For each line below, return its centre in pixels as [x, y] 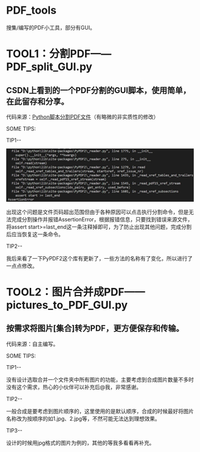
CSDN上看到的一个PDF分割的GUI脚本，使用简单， [99, 90]
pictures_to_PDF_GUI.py [67, 305]
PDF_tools [31, 10]
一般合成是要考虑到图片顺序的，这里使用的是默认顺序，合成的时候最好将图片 [100, 411]
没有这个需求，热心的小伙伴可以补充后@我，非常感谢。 [74, 387]
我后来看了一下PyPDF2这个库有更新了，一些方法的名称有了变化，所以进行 [97, 258]
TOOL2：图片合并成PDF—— [76, 292]
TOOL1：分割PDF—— [59, 54]
